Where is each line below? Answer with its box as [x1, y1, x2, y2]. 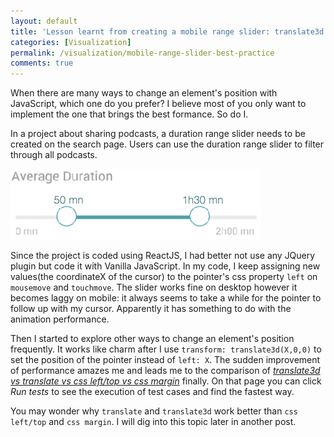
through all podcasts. [10, 149, 98, 161]
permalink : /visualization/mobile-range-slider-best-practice [10, 48, 275, 58]
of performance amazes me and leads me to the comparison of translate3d [10, 365, 321, 377]
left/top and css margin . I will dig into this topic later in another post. [10, 416, 297, 428]
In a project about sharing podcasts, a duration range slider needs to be [10, 128, 306, 140]
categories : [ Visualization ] [10, 37, 132, 47]
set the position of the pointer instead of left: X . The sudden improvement [10, 354, 321, 366]
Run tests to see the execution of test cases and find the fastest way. [10, 386, 295, 398]
